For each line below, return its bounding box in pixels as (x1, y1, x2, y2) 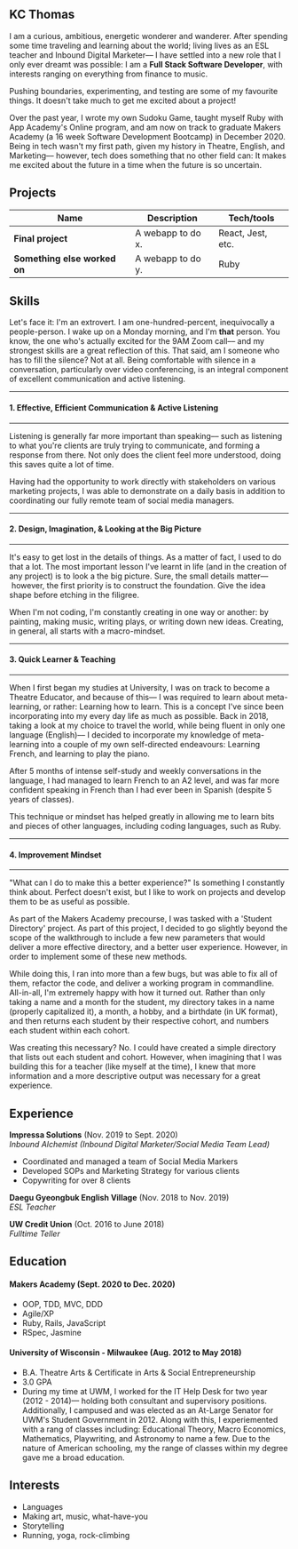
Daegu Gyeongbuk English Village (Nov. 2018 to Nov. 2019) (9, 1193, 230, 1203)
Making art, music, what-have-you (21, 1511, 149, 1521)
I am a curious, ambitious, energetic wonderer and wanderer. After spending (9, 30, 288, 41)
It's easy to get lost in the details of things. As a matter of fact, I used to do (9, 551, 282, 563)
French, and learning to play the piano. (9, 748, 151, 759)
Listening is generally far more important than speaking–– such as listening (9, 430, 282, 441)
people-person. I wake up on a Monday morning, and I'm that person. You (9, 326, 281, 337)
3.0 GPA (21, 1377, 52, 1387)
